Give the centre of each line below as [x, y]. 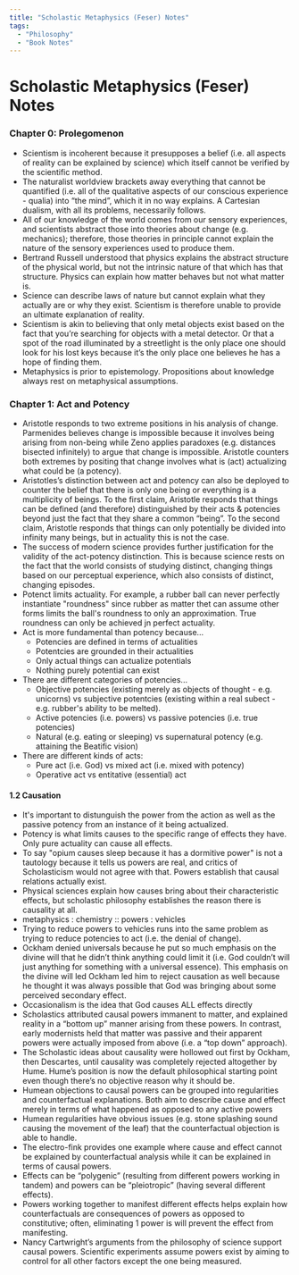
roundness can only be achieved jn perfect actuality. [119, 623]
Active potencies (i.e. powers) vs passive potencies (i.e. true [147, 718]
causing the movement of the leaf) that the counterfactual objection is [151, 1128]
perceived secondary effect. [74, 995]
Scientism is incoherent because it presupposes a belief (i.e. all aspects [154, 153]
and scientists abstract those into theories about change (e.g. [135, 229]
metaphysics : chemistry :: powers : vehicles [104, 919]
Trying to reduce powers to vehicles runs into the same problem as [145, 929]
